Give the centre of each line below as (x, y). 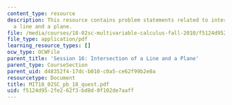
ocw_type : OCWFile (33, 52)
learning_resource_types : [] (49, 46)
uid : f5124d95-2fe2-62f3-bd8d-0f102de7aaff (71, 90)
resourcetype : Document (41, 78)
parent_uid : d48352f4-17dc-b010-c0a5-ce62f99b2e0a (81, 71)
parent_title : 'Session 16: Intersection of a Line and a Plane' (103, 59)
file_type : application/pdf (48, 39)
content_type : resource (41, 13)
